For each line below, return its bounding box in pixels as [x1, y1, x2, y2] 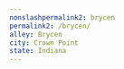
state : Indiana [9, 47, 67, 56]
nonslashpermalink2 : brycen [9, 13, 116, 22]
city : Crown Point [9, 38, 79, 47]
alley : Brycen [9, 30, 63, 39]
